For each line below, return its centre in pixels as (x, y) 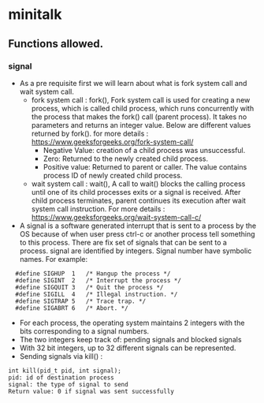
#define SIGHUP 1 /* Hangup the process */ (93, 274)
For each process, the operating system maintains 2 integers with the (132, 323)
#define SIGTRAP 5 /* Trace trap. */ (81, 301)
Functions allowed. (56, 44)
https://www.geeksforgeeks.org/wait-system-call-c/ (116, 217)
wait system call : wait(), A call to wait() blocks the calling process (138, 184)
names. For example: (54, 259)
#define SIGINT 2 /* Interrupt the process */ (98, 280)
